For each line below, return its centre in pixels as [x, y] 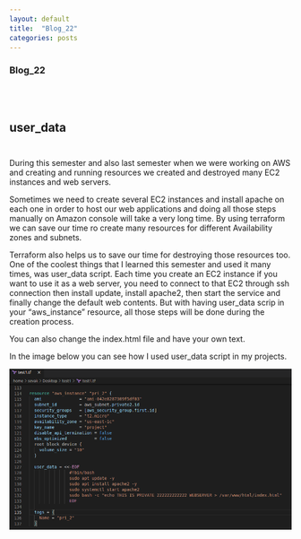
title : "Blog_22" [43, 28]
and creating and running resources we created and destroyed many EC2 [145, 173]
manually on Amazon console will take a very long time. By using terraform [147, 219]
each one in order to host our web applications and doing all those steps [143, 209]
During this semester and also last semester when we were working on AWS [150, 163]
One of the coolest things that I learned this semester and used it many [140, 265]
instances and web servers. [60, 182]
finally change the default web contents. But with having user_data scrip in [147, 303]
